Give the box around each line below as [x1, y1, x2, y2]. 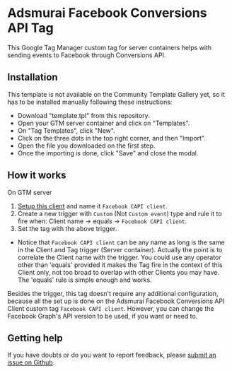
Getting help [7, 332, 63, 344]
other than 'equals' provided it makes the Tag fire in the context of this [17, 260, 223, 269]
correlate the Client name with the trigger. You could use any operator [17, 253, 221, 261]
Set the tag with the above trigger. [17, 224, 117, 232]
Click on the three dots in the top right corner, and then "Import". [17, 134, 207, 142]
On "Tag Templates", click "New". [17, 126, 115, 135]
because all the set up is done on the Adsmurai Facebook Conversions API [7, 297, 225, 305]
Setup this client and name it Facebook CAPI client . [17, 201, 168, 210]
